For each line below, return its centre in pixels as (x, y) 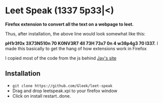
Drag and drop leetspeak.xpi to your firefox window (65, 91)
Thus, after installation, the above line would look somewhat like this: (75, 34)
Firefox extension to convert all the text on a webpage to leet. (69, 24)
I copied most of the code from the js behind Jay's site (61, 58)
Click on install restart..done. (41, 96)
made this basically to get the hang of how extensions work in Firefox (76, 48)
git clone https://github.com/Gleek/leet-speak (62, 86)
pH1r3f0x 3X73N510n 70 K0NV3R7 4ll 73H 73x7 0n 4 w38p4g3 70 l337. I (82, 43)
